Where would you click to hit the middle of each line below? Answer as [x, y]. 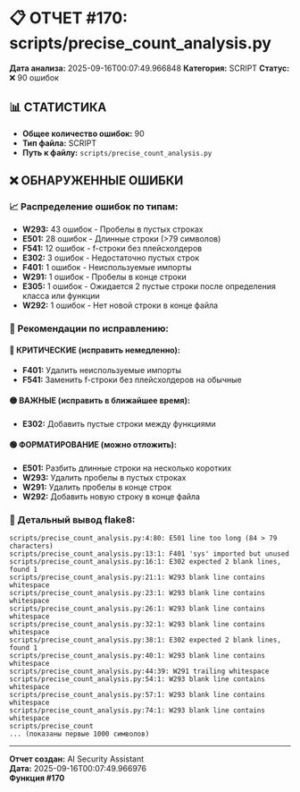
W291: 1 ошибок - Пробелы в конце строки [104, 277]
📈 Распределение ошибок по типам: [94, 207]
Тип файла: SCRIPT [59, 143]
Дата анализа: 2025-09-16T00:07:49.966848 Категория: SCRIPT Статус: [150, 68]
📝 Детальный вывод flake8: [72, 519]
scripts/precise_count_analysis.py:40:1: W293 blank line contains [137, 656]
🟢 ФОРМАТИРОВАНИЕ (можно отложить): [93, 445]
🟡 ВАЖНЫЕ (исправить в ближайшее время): [100, 401]
